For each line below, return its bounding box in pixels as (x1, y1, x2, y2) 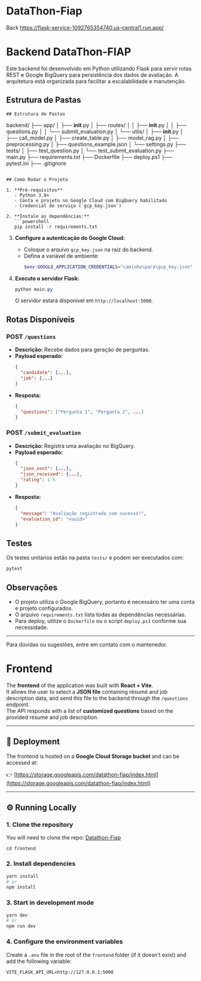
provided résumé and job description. (6, 714, 99, 721)
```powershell (14, 218, 50, 224)
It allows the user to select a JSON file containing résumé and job (6, 688, 168, 695)
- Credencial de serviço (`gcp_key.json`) (14, 203, 121, 209)
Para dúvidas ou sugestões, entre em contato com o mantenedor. (6, 640, 167, 648)
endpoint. (6, 700, 30, 708)
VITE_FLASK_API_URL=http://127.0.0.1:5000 (6, 969, 114, 975)
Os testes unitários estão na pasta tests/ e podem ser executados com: (6, 554, 184, 561)
